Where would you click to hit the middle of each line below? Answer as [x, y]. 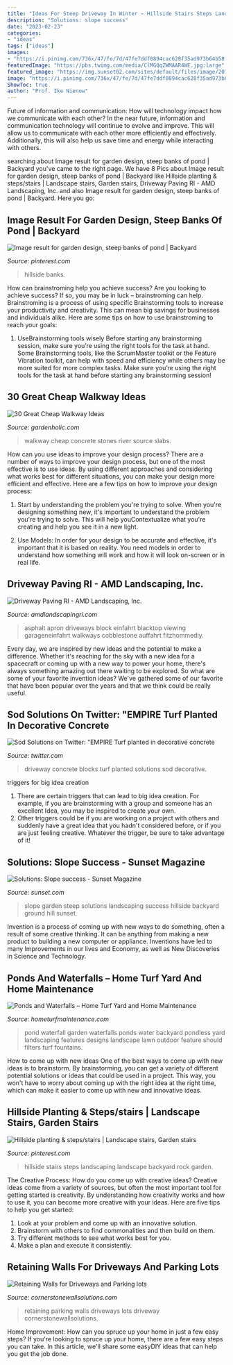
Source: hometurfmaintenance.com [58, 1019]
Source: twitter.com [35, 756]
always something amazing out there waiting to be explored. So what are [111, 670]
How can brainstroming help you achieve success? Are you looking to [107, 288]
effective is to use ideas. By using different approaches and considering [110, 469]
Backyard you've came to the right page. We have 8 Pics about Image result [115, 169]
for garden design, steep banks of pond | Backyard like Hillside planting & [112, 176]
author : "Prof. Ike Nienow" [48, 91]
